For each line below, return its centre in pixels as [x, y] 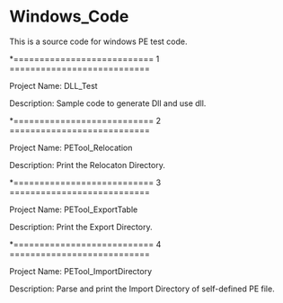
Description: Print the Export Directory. [81, 227]
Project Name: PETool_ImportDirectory [81, 271]
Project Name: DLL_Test [53, 85]
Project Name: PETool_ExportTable [74, 209]
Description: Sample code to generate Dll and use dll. [108, 103]
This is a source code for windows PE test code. [98, 41]
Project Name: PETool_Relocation [71, 147]
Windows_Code [69, 17]
